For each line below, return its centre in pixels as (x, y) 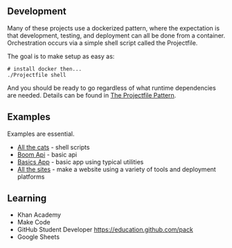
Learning (27, 198)
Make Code (34, 222)
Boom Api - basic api (47, 154)
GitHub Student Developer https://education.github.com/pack (105, 230)
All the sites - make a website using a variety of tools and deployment (116, 169)
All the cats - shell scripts (53, 147)
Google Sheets (38, 237)
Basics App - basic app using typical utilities (80, 161)
